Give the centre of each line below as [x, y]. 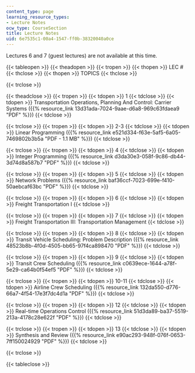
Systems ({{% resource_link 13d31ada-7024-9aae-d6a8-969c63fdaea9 [93, 109]
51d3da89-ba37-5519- [161, 311]
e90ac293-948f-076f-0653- [151, 335]
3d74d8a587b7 [24, 163]
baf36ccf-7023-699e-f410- [142, 180]
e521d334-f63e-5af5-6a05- [147, 132]
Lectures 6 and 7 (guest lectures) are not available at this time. [82, 56]
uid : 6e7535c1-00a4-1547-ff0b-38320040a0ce [60, 39]
